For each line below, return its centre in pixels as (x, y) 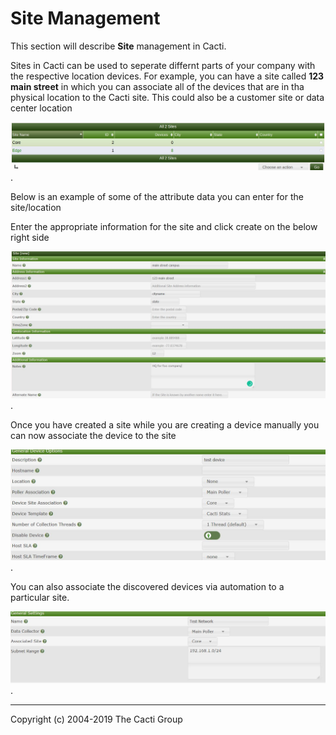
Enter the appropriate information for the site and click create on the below (164, 227)
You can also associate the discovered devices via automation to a (147, 586)
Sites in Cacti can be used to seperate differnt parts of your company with (163, 65)
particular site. (40, 597)
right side (30, 238)
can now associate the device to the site (93, 436)
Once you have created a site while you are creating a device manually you (165, 425)
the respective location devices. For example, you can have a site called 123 (167, 76)
